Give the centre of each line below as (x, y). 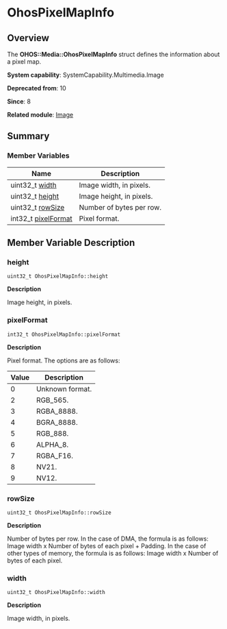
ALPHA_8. (53, 445)
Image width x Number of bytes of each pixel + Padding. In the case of (107, 545)
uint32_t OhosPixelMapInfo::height (58, 276)
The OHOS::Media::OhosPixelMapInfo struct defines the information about (113, 54)
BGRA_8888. (57, 422)
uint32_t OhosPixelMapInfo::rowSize (59, 513)
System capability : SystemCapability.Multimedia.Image (85, 75)
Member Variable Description (71, 243)
